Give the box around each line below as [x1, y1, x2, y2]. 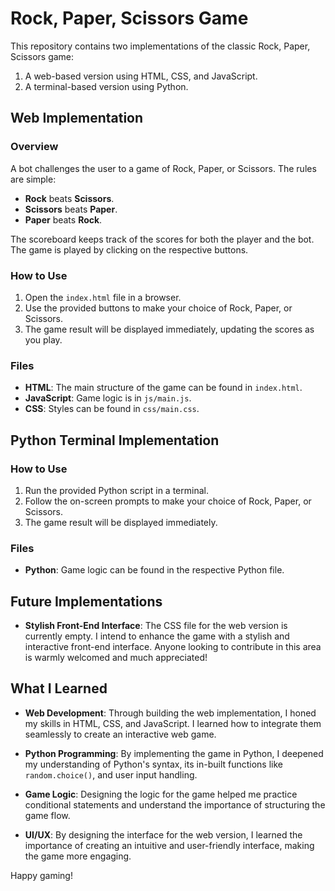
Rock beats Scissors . [24, 192, 115, 204]
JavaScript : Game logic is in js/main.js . [24, 392, 192, 404]
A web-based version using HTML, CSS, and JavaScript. [24, 70, 258, 82]
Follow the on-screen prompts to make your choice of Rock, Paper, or [24, 495, 312, 507]
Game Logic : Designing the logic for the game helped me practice [24, 788, 298, 800]
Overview [10, 140, 59, 154]
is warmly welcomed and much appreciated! [24, 652, 208, 664]
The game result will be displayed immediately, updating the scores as [24, 323, 315, 335]
